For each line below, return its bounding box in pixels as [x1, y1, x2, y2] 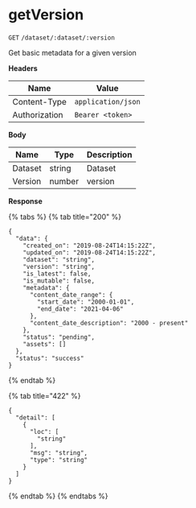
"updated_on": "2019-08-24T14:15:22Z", [22, 248, 157, 257]
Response [8, 196, 43, 206]
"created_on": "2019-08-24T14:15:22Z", [22, 242, 157, 250]
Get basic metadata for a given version [8, 47, 137, 57]
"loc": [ [29, 427, 59, 436]
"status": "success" [15, 354, 84, 362]
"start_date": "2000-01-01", [37, 298, 135, 306]
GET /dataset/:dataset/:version [8, 34, 115, 42]
